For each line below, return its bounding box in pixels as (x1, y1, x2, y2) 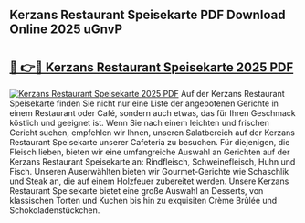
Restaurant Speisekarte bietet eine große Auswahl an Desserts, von (9, 186, 264, 196)
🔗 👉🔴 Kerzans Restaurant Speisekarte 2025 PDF (9, 59, 294, 75)
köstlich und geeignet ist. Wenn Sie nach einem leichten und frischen (9, 118, 269, 128)
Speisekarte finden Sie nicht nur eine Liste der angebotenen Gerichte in (9, 98, 279, 109)
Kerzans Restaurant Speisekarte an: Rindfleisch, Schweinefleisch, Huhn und (9, 156, 296, 167)
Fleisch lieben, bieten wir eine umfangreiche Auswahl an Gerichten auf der (9, 146, 290, 157)
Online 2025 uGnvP (9, 22, 123, 37)
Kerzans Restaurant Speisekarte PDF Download (9, 7, 286, 23)
